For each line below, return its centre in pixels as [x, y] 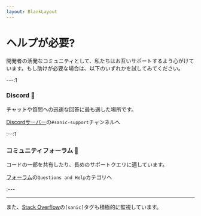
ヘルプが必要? [41, 43]
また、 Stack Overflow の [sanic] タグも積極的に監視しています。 [84, 207]
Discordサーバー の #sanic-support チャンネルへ [63, 122]
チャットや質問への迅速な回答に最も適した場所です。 [71, 109]
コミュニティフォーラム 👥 [42, 150]
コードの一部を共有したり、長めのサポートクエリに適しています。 [87, 165]
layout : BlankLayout [32, 12]
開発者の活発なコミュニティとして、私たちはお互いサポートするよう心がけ [98, 61]
